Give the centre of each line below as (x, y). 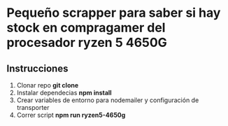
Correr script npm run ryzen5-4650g (71, 115)
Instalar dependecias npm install (64, 93)
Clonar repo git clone (48, 85)
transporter (33, 107)
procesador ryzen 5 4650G (87, 43)
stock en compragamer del (86, 28)
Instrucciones (37, 68)
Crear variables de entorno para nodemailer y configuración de (108, 100)
